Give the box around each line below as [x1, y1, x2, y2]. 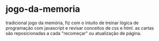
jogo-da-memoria [5, 3, 81, 15]
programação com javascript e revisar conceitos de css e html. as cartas [5, 25, 154, 31]
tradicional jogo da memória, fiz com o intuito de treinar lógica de [5, 20, 139, 26]
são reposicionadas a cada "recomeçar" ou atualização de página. [5, 30, 142, 36]
